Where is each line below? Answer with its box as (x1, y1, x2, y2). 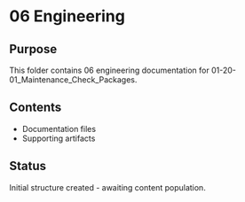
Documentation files (21, 123, 96, 134)
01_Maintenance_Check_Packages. (9, 74, 138, 85)
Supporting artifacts (21, 133, 96, 144)
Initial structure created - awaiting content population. (9, 182, 206, 192)
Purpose (9, 42, 58, 57)
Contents (9, 100, 62, 115)
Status (9, 159, 47, 174)
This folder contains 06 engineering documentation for (9, 65, 210, 75)
